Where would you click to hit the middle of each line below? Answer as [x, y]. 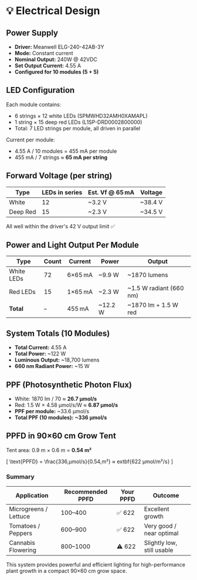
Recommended [86, 492]
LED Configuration [40, 90]
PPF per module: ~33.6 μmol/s [52, 412]
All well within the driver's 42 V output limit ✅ [61, 226]
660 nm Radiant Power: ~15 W [52, 366]
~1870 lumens [148, 275]
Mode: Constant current [44, 53]
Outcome [166, 495]
